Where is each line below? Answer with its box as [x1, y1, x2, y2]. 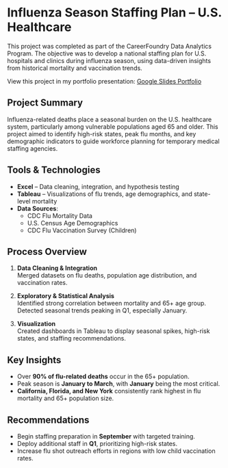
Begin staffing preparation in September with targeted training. [16, 432, 195, 440]
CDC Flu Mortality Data [27, 211, 92, 220]
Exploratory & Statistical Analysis [16, 292, 115, 300]
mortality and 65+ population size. [16, 394, 114, 402]
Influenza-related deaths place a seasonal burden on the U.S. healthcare [7, 115, 212, 123]
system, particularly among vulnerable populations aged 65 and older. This [7, 122, 218, 131]
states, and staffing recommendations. [16, 334, 127, 343]
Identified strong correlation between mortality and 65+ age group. [16, 299, 207, 308]
